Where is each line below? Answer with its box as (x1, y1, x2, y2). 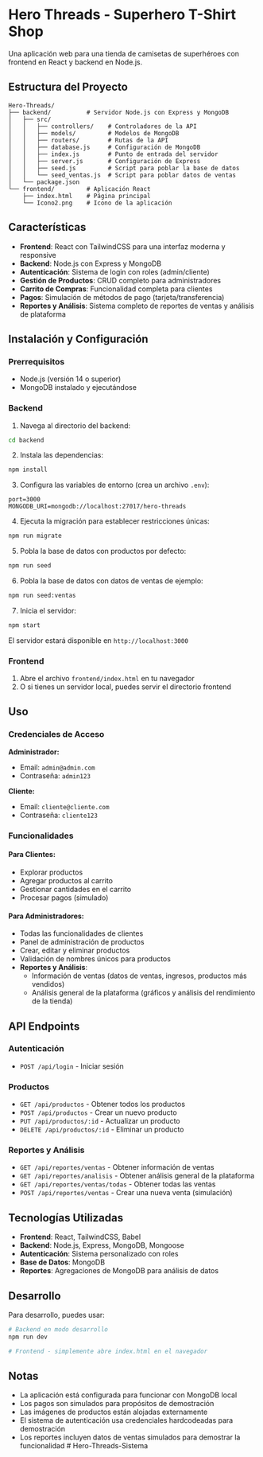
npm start (8, 621, 41, 629)
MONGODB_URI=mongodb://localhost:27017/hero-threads (8, 503, 187, 511)
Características (8, 220, 87, 234)
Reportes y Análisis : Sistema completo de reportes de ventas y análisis (19, 301, 254, 310)
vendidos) (31, 980, 65, 989)
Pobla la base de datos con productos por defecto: (19, 547, 187, 556)
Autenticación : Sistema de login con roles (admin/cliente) (19, 267, 211, 276)
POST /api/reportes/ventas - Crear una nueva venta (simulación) (19, 1188, 233, 1198)
